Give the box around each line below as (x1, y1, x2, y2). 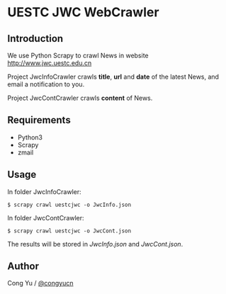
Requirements (7, 114, 71, 126)
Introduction (7, 33, 64, 45)
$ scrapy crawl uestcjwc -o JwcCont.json (7, 227, 132, 234)
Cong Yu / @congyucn (7, 279, 74, 288)
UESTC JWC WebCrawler (7, 4, 159, 21)
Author (7, 260, 39, 273)
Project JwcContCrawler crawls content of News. (7, 94, 153, 102)
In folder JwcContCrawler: (7, 213, 84, 222)
